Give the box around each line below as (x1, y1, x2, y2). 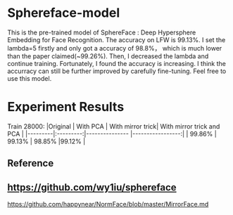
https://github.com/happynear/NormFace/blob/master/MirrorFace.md (7, 200, 209, 209)
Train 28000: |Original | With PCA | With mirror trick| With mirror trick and (7, 122, 220, 131)
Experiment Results (7, 99, 125, 115)
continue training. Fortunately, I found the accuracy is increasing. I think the (7, 59, 227, 67)
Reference (7, 157, 54, 169)
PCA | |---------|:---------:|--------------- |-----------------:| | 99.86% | (7, 129, 217, 138)
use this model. (7, 74, 52, 82)
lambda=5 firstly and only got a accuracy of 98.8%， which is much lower (7, 44, 222, 52)
